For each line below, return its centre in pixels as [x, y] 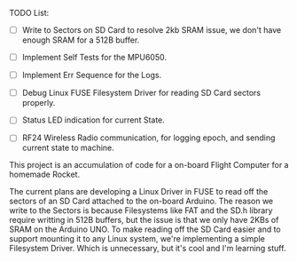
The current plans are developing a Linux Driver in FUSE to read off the [139, 192]
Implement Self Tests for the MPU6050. [94, 58]
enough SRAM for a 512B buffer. [81, 40]
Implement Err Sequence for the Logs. [92, 75]
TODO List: [29, 13]
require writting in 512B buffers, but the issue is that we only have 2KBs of [144, 220]
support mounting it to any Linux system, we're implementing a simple [137, 239]
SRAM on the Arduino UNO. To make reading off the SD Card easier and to [145, 229]
